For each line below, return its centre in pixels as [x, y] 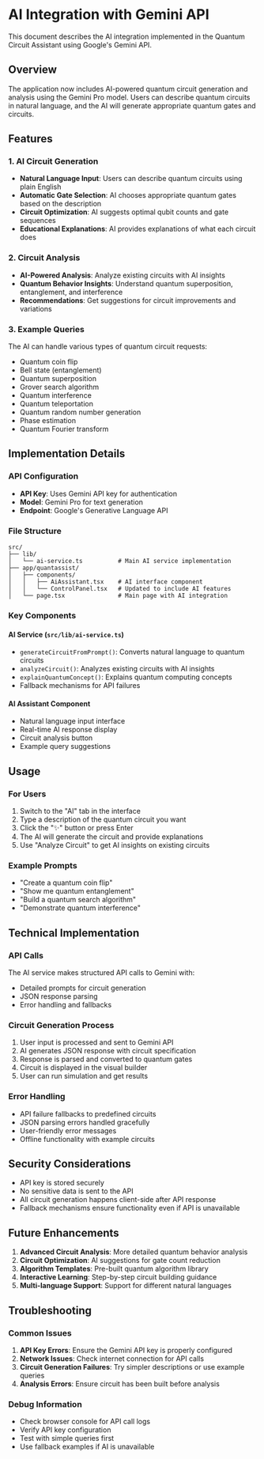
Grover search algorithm [59, 387]
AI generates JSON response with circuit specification [107, 1051]
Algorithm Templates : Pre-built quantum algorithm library [114, 1269]
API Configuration [43, 476]
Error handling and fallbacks [66, 1005]
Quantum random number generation [80, 412]
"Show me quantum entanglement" [77, 891]
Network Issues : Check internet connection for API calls [111, 1359]
